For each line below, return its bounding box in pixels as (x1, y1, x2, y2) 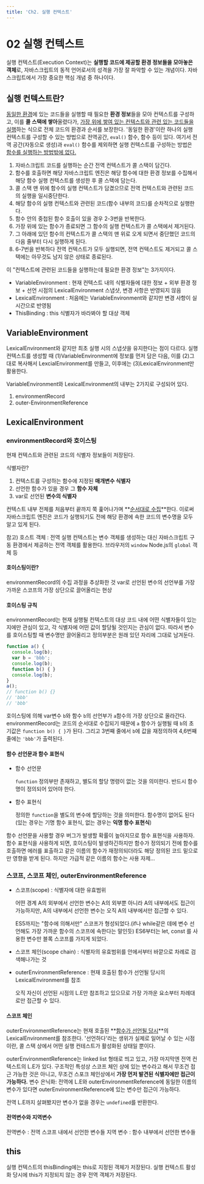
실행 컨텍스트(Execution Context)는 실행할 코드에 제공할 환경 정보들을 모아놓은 (6, 59, 193, 66)
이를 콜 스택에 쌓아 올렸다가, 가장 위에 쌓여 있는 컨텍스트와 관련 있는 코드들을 (14, 118, 194, 126)
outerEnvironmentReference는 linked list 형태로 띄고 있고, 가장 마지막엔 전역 (6, 1055, 191, 1062)
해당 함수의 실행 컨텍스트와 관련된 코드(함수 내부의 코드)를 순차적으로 (15, 199, 178, 207)
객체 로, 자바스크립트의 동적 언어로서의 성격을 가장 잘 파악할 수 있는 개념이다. (6, 66, 187, 73)
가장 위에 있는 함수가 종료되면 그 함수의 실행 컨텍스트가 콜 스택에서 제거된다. (15, 223, 196, 230)
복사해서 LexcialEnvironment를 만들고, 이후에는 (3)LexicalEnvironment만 (17, 360, 195, 367)
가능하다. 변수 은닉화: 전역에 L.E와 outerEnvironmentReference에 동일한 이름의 (6, 1078, 197, 1085)
